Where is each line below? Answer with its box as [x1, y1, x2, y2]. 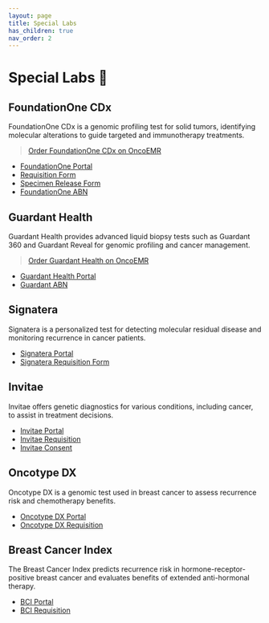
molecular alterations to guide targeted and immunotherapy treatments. [8, 130, 245, 140]
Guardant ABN [19, 280, 68, 290]
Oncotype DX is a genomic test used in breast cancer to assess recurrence [8, 487, 257, 497]
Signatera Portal [19, 348, 74, 358]
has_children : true [8, 26, 74, 35]
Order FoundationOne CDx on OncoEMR [27, 146, 162, 156]
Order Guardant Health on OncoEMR [27, 256, 149, 266]
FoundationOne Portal [19, 161, 93, 171]
